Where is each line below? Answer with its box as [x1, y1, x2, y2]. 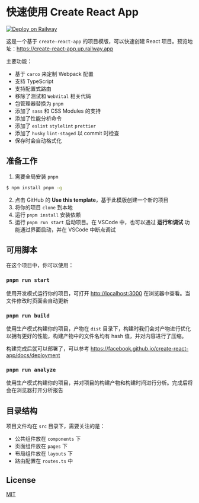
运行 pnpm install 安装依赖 [14, 211, 81, 218]
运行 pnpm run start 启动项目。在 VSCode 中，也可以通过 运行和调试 [14, 218, 184, 225]
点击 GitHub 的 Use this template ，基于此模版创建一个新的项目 [14, 196, 169, 203]
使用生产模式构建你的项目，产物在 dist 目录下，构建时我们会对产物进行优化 [6, 325, 191, 332]
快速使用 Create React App [6, 5, 139, 19]
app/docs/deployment [6, 352, 60, 359]
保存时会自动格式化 [14, 137, 62, 144]
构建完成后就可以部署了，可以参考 [6, 345, 89, 352]
